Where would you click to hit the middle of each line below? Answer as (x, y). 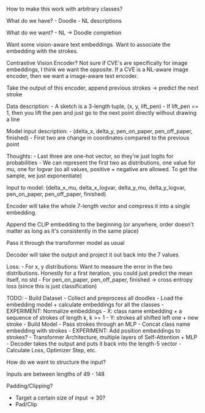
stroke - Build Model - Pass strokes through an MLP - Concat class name (99, 324)
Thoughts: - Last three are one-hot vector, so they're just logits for (90, 156)
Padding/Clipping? (30, 386)
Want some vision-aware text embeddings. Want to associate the (88, 44)
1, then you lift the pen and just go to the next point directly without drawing (102, 113)
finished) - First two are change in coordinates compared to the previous (98, 138)
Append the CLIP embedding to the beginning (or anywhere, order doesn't (100, 224)
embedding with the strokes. (42, 51)
